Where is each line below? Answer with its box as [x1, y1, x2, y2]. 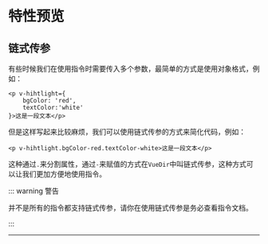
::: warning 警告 [8, 186, 60, 196]
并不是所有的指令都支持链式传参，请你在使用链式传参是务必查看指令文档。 [8, 203, 253, 212]
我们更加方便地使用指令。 [22, 169, 106, 179]
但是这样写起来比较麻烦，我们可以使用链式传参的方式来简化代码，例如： [8, 127, 246, 136]
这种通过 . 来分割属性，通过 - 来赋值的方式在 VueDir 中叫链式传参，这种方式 [8, 160, 247, 168]
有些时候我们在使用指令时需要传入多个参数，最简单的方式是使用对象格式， [8, 64, 253, 73]
